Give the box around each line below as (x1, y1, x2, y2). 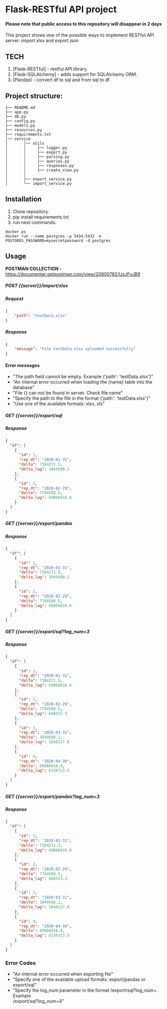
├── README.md (5, 105, 36, 110)
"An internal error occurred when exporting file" (12, 971, 113, 977)
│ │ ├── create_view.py (5, 167, 79, 173)
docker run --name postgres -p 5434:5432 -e (5, 233, 102, 238)
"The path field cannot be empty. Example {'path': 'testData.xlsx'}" (12, 374, 153, 380)
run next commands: (12, 219, 57, 225)
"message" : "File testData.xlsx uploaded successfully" (14, 346, 136, 352)
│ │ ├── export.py (5, 150, 67, 155)
